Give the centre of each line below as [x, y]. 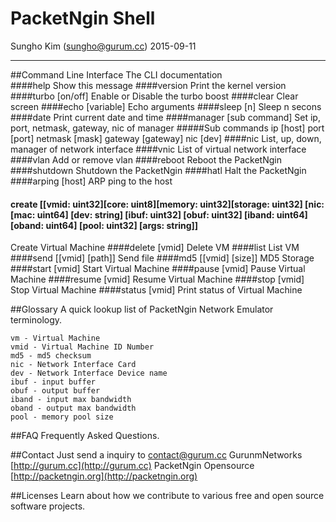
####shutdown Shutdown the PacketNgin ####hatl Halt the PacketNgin [158, 170]
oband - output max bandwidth [73, 408]
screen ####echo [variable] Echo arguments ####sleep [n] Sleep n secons [166, 106]
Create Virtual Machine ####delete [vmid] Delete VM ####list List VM [155, 248]
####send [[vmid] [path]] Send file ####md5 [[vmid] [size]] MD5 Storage [162, 258]
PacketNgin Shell [83, 18]
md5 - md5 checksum [51, 356]
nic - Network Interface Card [73, 365]
